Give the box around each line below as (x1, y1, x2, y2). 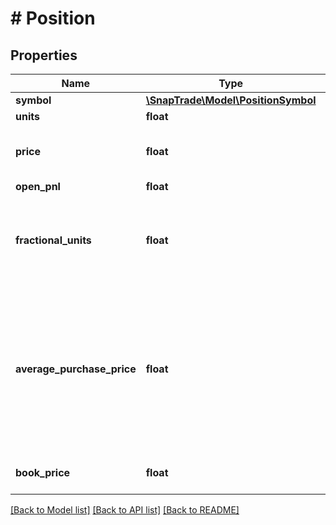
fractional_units (15, 233, 92, 247)
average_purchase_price (15, 362, 137, 376)
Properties (10, 47, 78, 64)
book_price (15, 466, 71, 479)
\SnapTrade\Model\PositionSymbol (145, 93, 317, 107)
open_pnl (15, 180, 61, 193)
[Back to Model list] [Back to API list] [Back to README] (10, 504, 240, 516)
